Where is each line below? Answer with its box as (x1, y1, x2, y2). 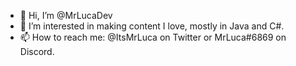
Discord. (19, 46, 55, 57)
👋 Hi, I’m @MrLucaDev (19, 10, 113, 21)
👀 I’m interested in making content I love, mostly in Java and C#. (19, 20, 285, 32)
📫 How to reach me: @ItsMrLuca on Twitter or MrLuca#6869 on (19, 31, 287, 43)
